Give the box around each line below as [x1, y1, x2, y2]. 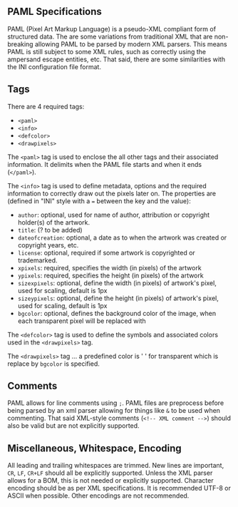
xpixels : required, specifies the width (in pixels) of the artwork [17, 263, 202, 272]
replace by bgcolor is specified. [7, 359, 100, 368]
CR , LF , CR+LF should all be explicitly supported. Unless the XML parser [7, 468, 213, 477]
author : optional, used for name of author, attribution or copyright [17, 210, 210, 219]
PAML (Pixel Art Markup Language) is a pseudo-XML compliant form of [7, 24, 216, 33]
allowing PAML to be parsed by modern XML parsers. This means [34, 39, 227, 48]
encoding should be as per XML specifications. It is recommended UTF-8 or [7, 484, 232, 493]
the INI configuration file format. [7, 62, 102, 71]
